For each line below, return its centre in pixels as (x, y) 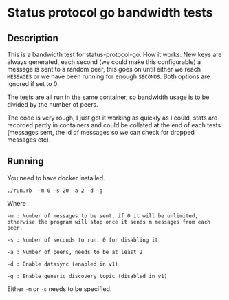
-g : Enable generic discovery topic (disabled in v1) (87, 276)
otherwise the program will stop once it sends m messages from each (109, 222)
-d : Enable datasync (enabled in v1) (63, 264)
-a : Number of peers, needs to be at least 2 (75, 252)
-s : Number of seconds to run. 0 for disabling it (83, 240)
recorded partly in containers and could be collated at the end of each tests (114, 125)
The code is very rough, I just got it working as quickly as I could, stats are (112, 118)
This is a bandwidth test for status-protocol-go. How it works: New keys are (115, 54)
